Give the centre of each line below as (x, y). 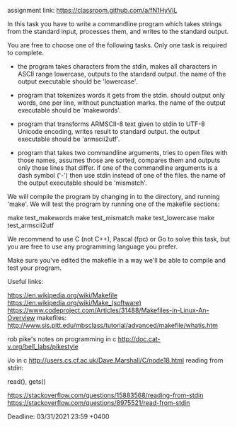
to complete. (26, 53)
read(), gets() (27, 381)
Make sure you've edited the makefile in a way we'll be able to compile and (117, 260)
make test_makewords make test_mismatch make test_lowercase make (111, 218)
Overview (21, 318)
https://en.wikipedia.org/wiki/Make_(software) (74, 303)
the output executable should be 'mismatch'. (82, 183)
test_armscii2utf (31, 225)
